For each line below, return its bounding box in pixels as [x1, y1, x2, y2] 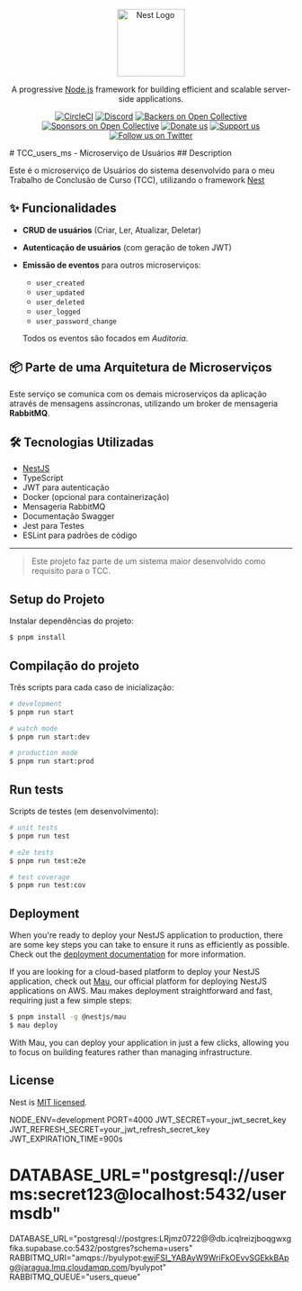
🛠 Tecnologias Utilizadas [9, 435, 155, 450]
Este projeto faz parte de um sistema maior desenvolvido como [31, 556, 266, 567]
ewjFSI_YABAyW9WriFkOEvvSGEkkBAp [142, 1252, 289, 1263]
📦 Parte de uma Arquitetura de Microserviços [9, 360, 272, 376]
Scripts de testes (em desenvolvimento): [9, 806, 159, 816]
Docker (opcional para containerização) [22, 492, 170, 503]
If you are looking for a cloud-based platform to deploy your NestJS [9, 967, 261, 977]
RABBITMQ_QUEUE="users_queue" [9, 1271, 141, 1282]
